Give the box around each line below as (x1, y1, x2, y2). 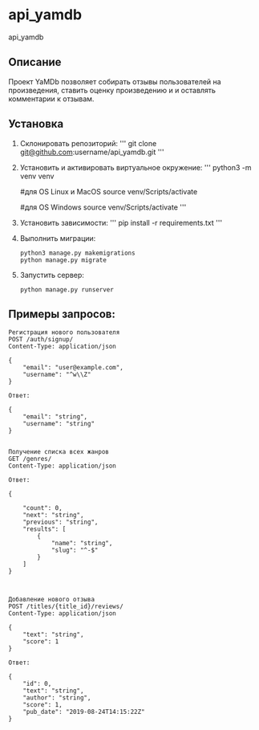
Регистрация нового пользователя (8, 328, 120, 336)
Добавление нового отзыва (8, 596, 95, 604)
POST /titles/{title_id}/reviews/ (8, 602, 124, 611)
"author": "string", (22, 694, 91, 702)
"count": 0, (22, 504, 63, 512)
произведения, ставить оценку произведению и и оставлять (8, 85, 217, 95)
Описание (8, 55, 62, 69)
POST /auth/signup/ (8, 336, 74, 344)
